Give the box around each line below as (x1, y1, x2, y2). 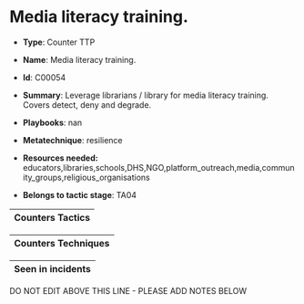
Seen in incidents (14, 262, 91, 275)
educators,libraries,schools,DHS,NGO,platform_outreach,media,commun (22, 162, 295, 173)
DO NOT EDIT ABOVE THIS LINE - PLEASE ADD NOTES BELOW (9, 285, 248, 296)
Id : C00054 (22, 71, 66, 83)
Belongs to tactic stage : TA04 (22, 189, 137, 200)
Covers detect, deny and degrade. (22, 99, 152, 110)
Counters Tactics (14, 211, 91, 224)
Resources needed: (22, 152, 98, 163)
